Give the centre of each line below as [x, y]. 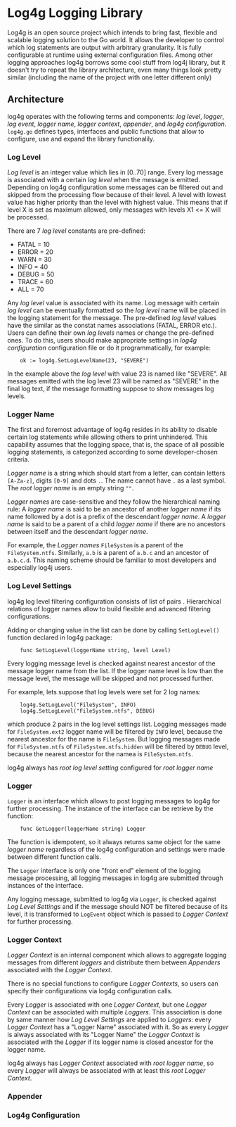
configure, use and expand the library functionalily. [81, 139]
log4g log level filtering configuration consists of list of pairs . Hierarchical [114, 601]
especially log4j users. [40, 568]
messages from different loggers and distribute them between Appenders [114, 962]
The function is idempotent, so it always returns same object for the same [114, 841]
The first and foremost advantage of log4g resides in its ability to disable [112, 430]
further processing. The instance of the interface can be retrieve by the [110, 808]
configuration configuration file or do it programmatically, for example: [109, 348]
